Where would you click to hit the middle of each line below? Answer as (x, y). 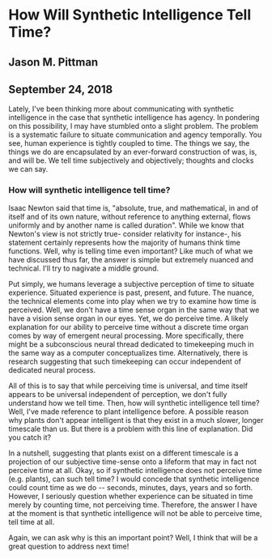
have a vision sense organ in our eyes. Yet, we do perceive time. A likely (128, 318)
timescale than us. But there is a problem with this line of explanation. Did (131, 429)
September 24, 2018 (61, 90)
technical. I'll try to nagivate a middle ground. (84, 268)
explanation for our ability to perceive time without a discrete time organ (128, 326)
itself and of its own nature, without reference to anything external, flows (130, 216)
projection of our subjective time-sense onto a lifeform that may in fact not (133, 461)
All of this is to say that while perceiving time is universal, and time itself (128, 386)
